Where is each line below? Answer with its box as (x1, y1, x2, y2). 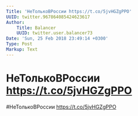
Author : (6, 19, 25, 25)
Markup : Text (6, 47, 38, 52)
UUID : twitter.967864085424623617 (6, 14, 91, 20)
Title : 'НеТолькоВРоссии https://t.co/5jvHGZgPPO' (6, 8, 132, 15)
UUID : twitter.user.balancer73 (16, 30, 93, 36)
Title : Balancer (16, 24, 57, 31)
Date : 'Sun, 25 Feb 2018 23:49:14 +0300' (6, 36, 109, 41)
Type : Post (6, 41, 33, 47)
